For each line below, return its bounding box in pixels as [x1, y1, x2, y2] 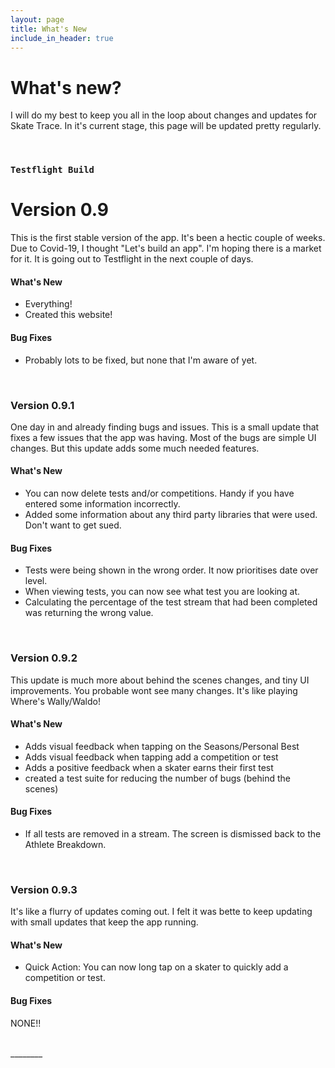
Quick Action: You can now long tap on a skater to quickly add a [24, 961, 289, 973]
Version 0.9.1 [10, 398, 75, 412]
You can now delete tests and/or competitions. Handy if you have [24, 487, 295, 500]
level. [24, 575, 48, 587]
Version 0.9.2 [10, 651, 78, 665]
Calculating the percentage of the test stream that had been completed [24, 596, 318, 608]
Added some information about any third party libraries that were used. [24, 509, 318, 521]
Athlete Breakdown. [24, 838, 107, 850]
